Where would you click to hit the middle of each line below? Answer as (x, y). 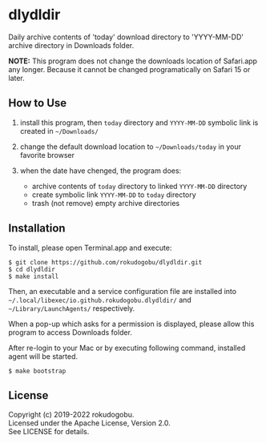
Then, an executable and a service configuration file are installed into (123, 291)
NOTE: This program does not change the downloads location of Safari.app (133, 61)
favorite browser (47, 155)
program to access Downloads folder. (70, 332)
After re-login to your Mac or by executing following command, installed (127, 348)
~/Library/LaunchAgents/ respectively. (72, 308)
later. (17, 78)
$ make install (34, 276)
